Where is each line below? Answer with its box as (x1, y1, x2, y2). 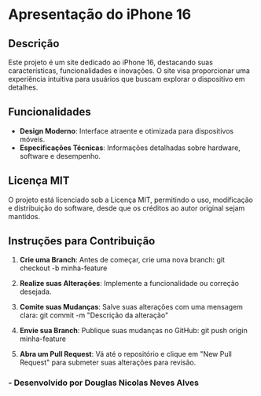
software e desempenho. (19, 151, 101, 160)
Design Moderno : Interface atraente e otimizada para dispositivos (19, 126, 234, 135)
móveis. (19, 134, 46, 144)
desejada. (19, 287, 52, 296)
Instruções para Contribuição (8, 234, 156, 248)
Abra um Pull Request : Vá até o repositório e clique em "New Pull (19, 350, 232, 359)
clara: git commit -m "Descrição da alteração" (19, 310, 169, 320)
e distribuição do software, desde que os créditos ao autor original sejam (8, 203, 245, 213)
